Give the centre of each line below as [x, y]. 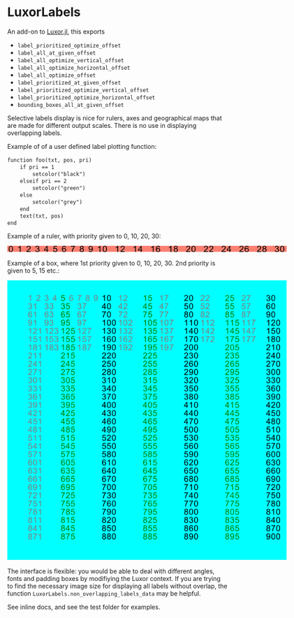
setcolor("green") [59, 188]
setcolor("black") [59, 174]
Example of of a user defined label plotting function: [82, 146]
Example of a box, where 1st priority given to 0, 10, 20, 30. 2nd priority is [111, 264]
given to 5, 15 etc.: [34, 271]
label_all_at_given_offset [57, 53]
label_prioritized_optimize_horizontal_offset [86, 98]
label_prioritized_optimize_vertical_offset [83, 90]
